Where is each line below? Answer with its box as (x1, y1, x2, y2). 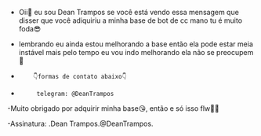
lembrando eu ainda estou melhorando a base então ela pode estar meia (18, 39, 254, 49)
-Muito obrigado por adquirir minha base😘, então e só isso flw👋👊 (7, 104, 220, 113)
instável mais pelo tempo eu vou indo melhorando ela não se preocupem (18, 48, 254, 57)
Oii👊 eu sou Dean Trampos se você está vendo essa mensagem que (18, 8, 240, 17)
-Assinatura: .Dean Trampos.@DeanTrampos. (7, 119, 154, 128)
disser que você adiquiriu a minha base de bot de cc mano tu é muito (18, 16, 243, 25)
